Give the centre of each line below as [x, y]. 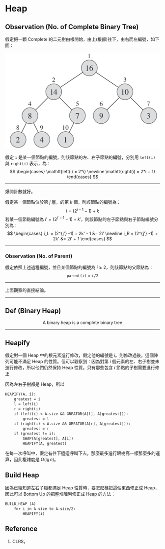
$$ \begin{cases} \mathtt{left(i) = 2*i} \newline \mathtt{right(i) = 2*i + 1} [82, 171]
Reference [21, 529]
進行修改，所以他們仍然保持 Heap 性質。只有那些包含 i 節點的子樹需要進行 [80, 367]
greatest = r [36, 429]
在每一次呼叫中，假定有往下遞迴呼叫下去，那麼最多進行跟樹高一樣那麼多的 [80, 453]
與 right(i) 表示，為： [28, 163]
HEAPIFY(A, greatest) [45, 443]
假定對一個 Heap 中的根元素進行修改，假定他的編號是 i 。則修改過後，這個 [80, 355]
